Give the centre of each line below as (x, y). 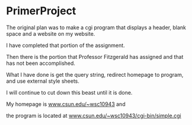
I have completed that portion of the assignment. (66, 45)
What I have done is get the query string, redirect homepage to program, (95, 74)
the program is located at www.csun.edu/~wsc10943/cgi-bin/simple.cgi (94, 115)
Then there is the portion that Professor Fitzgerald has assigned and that (95, 57)
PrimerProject (41, 11)
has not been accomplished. (41, 63)
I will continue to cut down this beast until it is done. (69, 92)
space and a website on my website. (51, 33)
